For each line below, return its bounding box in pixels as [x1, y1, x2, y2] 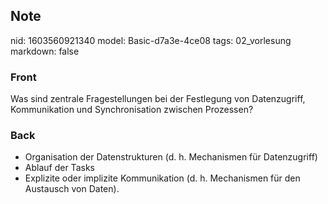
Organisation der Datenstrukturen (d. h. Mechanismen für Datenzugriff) [24, 151, 318, 163]
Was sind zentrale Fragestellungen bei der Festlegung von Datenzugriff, [10, 93, 306, 105]
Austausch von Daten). [24, 183, 120, 195]
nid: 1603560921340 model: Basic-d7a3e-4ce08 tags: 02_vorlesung [10, 34, 292, 46]
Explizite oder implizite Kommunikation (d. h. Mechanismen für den [24, 172, 301, 184]
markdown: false [10, 45, 80, 57]
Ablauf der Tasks [24, 162, 95, 174]
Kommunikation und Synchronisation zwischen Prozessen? [10, 104, 254, 116]
